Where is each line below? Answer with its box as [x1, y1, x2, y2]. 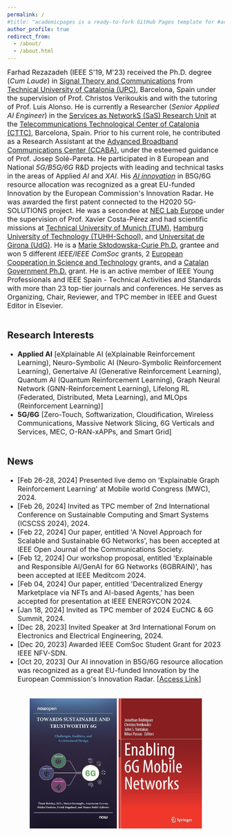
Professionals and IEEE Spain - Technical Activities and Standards [7, 275, 222, 284]
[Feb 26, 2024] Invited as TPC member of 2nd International [17, 501, 210, 511]
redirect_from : [7, 33, 51, 40]
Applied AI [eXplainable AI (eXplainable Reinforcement [17, 349, 195, 359]
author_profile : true [7, 26, 70, 32]
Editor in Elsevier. [7, 301, 64, 310]
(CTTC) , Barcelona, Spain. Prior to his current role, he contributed [7, 128, 221, 138]
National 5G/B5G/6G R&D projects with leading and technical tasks [7, 162, 224, 172]
